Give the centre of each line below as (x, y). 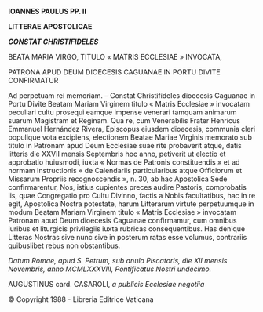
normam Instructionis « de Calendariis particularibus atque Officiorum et (125, 171)
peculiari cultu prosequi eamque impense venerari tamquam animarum (122, 112)
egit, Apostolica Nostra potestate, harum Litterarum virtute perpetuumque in (131, 204)
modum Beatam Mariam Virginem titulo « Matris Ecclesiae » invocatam (122, 212)
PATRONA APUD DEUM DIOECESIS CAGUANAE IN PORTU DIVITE (115, 72)
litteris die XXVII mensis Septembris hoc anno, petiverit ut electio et (117, 154)
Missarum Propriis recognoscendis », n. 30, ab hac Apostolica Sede (118, 179)
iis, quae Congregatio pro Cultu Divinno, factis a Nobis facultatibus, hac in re (132, 196)
